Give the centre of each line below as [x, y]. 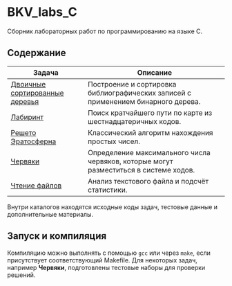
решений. [21, 275]
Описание [155, 72]
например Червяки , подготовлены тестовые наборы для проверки [106, 267]
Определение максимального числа [149, 152]
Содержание [37, 53]
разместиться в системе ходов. [141, 170]
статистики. [107, 190]
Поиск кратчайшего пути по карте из [150, 113]
